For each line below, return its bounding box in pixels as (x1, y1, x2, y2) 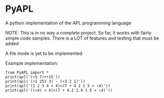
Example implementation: (5, 60, 59, 66)
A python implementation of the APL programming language (5, 20, 131, 26)
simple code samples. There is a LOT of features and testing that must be (5, 35, 159, 41)
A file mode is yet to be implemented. (5, 50, 84, 56)
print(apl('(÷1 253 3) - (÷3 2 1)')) (5, 79, 86, 84)
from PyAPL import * (5, 70, 49, 75)
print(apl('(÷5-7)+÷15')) (5, 74, 60, 79)
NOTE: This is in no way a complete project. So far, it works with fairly (5, 29, 152, 36)
